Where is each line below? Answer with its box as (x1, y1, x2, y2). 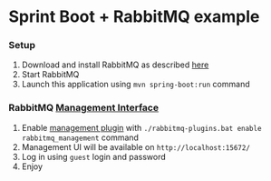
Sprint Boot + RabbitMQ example (8, 6, 260, 27)
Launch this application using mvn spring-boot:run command (21, 79, 250, 90)
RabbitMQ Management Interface (8, 102, 160, 115)
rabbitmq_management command (21, 132, 140, 143)
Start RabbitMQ (21, 69, 80, 80)
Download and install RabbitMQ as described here (21, 59, 209, 70)
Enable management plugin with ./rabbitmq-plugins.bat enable (21, 122, 262, 133)
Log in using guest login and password (21, 151, 166, 162)
